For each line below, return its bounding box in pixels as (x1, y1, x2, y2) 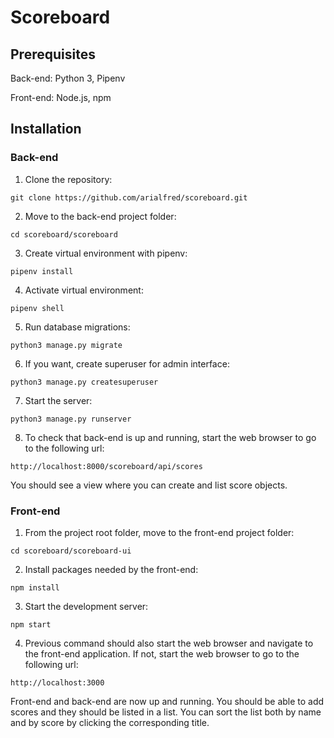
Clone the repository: (24, 173, 113, 185)
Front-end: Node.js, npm (10, 92, 112, 103)
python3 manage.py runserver (10, 414, 132, 424)
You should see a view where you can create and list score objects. (10, 479, 288, 491)
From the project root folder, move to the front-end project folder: (24, 526, 295, 538)
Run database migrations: (24, 321, 131, 333)
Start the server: (24, 394, 93, 406)
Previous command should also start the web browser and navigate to (24, 637, 314, 649)
